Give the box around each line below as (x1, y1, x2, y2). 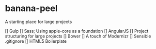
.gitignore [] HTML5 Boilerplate (5, 38, 67, 44)
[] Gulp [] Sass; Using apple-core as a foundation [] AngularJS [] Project (5, 28, 149, 34)
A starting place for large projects (5, 19, 72, 24)
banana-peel (5, 3, 58, 14)
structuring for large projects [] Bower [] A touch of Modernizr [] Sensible (5, 33, 151, 39)
